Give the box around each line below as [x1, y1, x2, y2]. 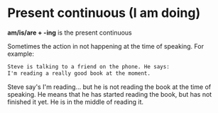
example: [7, 49, 34, 58]
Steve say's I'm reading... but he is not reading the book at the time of [7, 83, 212, 91]
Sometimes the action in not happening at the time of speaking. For [7, 42, 205, 50]
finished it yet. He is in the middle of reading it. [7, 97, 144, 106]
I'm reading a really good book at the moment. [7, 69, 151, 77]
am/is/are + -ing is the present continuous [7, 28, 133, 37]
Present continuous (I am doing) [7, 5, 201, 21]
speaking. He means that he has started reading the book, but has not [7, 90, 212, 98]
